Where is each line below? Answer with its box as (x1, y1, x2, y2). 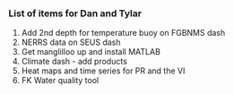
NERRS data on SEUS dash (21, 37, 122, 47)
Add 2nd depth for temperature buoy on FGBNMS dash (21, 28, 226, 38)
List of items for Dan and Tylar (8, 7, 143, 20)
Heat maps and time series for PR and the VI (21, 65, 186, 76)
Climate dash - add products (21, 56, 127, 67)
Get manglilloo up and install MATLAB (21, 47, 160, 57)
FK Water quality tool (21, 75, 100, 86)
